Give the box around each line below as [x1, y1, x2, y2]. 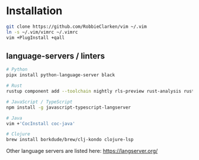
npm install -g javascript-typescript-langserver [6, 105, 131, 110]
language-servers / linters [6, 51, 105, 61]
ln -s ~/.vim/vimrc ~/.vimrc [6, 29, 78, 35]
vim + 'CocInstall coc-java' [6, 120, 76, 126]
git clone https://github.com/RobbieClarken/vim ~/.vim [6, 24, 147, 30]
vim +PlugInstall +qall [6, 34, 65, 41]
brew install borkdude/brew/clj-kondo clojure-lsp [6, 137, 134, 143]
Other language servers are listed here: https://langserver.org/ [6, 148, 158, 155]
